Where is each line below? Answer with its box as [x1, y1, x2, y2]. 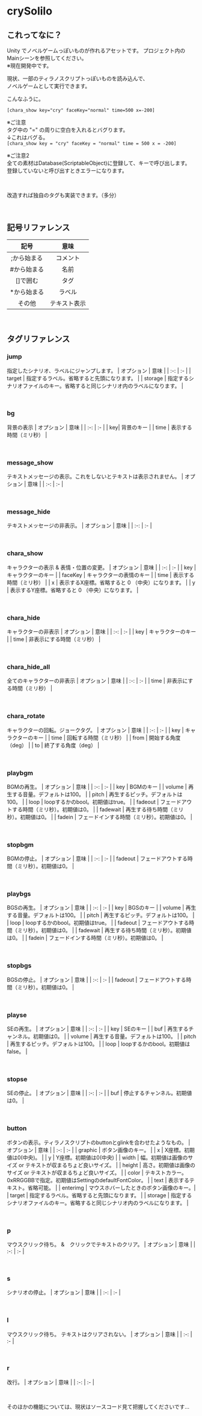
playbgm [7, 768, 34, 777]
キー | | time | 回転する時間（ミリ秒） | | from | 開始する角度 [32, 734, 181, 741]
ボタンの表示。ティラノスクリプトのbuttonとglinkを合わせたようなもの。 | [7, 1139, 191, 1146]
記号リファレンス [7, 222, 70, 233]
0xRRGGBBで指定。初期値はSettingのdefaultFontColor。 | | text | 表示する [7, 1176, 190, 1183]
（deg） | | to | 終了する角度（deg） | [7, 741, 100, 748]
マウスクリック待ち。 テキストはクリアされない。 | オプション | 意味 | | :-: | [7, 1330, 192, 1337]
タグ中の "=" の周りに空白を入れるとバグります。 [7, 126, 129, 134]
